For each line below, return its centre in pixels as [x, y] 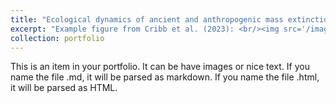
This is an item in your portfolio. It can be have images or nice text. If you [160, 67]
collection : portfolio [57, 38]
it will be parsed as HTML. [64, 88]
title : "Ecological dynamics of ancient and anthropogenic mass [147, 19]
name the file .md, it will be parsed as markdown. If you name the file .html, [165, 77]
